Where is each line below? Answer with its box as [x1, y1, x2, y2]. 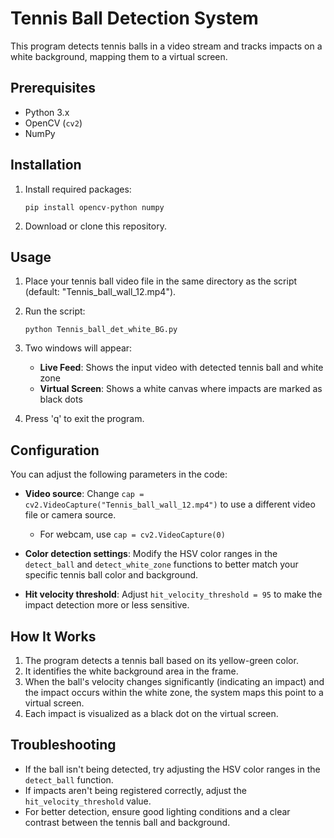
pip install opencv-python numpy [24, 202, 165, 212]
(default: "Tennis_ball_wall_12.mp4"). [24, 286, 177, 298]
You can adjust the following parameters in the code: [10, 468, 228, 481]
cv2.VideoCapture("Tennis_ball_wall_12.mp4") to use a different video [24, 498, 316, 511]
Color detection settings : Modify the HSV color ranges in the [24, 548, 278, 560]
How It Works [10, 628, 97, 645]
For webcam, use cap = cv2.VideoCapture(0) [39, 528, 226, 541]
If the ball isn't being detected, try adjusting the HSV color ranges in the [24, 763, 321, 775]
